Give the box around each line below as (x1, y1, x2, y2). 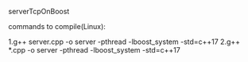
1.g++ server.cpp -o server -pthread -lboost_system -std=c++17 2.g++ (8, 37, 241, 46)
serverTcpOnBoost (8, 7, 70, 16)
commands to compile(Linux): (8, 22, 106, 31)
